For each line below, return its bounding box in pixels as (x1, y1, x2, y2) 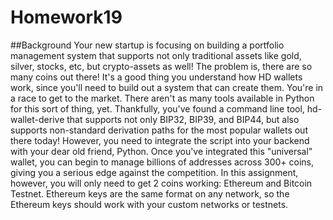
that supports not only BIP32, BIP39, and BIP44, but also (66, 113, 300, 125)
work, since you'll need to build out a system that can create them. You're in (10, 81, 324, 93)
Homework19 (10, 6, 123, 29)
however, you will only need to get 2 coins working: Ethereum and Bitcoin (10, 177, 313, 189)
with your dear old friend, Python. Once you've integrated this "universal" (10, 145, 313, 157)
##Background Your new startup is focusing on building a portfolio (10, 39, 285, 51)
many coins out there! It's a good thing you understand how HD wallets (10, 71, 303, 83)
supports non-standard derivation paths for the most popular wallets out (10, 124, 308, 136)
